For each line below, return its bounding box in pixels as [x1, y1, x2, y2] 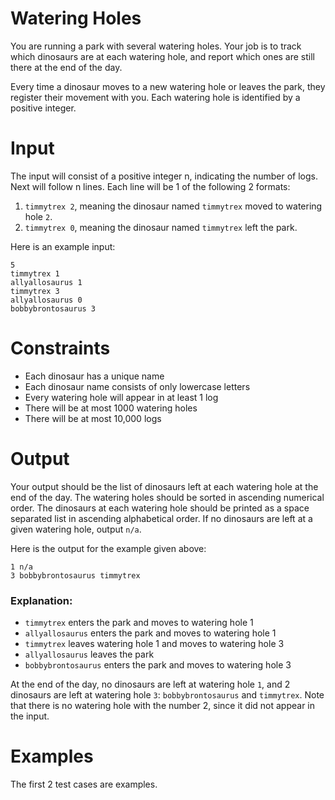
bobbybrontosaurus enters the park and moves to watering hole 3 [24, 659, 292, 671]
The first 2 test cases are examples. [10, 778, 158, 790]
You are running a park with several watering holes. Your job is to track [10, 40, 302, 52]
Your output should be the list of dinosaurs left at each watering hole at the [10, 480, 319, 492]
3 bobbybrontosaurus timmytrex [10, 570, 141, 581]
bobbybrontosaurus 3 [10, 303, 97, 314]
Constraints [10, 337, 111, 360]
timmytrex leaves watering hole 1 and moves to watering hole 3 [24, 638, 285, 650]
